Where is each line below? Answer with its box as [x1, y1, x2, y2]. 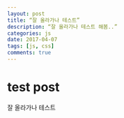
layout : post [7, 10, 45, 17]
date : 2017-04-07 [7, 36, 58, 43]
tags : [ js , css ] [7, 43, 54, 50]
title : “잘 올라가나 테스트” [7, 17, 80, 24]
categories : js [7, 29, 52, 37]
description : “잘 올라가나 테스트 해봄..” [7, 23, 118, 30]
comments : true [7, 50, 52, 57]
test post [7, 80, 60, 95]
